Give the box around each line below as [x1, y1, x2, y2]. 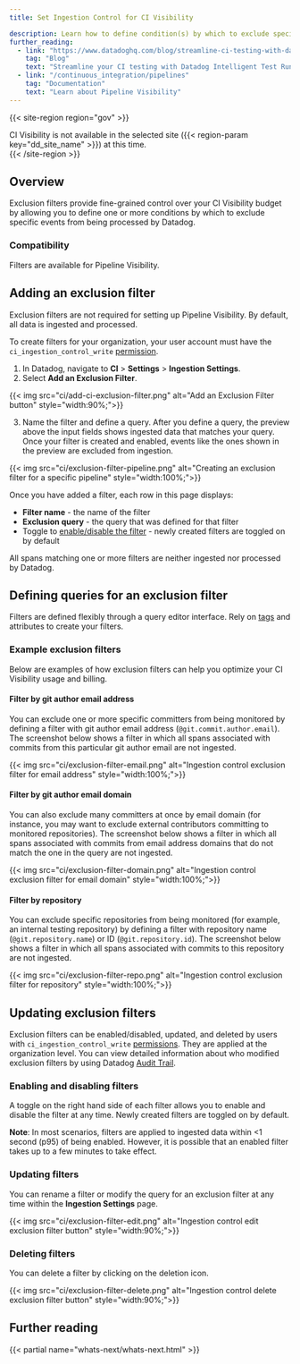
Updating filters [9, 1168, 79, 1181]
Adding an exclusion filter [9, 285, 156, 301]
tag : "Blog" [25, 55, 70, 64]
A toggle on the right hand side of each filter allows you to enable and [9, 1100, 266, 1111]
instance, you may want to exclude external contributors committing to [9, 819, 270, 830]
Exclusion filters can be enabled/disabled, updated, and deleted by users [9, 1029, 279, 1040]
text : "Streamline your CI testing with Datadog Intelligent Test [25, 63, 278, 72]
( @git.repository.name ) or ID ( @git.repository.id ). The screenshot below [9, 934, 281, 945]
